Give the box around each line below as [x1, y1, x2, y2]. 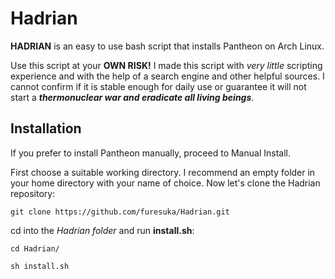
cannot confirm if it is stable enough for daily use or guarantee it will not [10, 80, 307, 92]
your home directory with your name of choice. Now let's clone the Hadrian [10, 177, 321, 189]
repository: [10, 187, 56, 199]
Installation [10, 120, 82, 137]
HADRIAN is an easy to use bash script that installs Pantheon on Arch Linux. [10, 40, 325, 52]
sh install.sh [10, 261, 70, 271]
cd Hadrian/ [10, 243, 60, 254]
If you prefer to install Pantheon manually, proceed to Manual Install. [10, 147, 291, 159]
